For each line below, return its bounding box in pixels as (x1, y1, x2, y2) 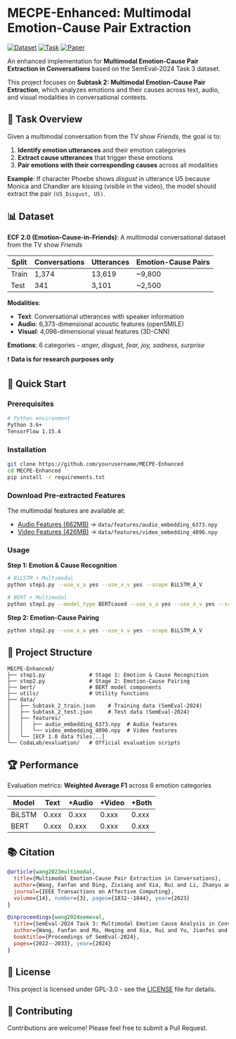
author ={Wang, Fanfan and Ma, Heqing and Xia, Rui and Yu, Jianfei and (13, 927, 228, 934)
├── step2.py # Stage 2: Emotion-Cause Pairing (7, 678, 190, 685)
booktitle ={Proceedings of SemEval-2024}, (13, 933, 140, 941)
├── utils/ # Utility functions (7, 690, 150, 697)
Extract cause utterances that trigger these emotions (17, 153, 173, 161)
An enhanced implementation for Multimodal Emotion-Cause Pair (7, 56, 199, 65)
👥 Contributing (7, 1005, 73, 1017)
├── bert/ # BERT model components (7, 683, 162, 691)
